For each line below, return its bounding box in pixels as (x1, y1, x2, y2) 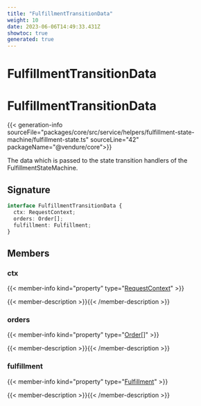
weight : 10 (7, 17, 39, 24)
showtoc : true (7, 29, 49, 37)
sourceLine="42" (89, 136, 139, 144)
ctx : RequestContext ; (13, 209, 76, 216)
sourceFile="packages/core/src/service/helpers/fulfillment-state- (7, 128, 195, 136)
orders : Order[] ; (13, 215, 64, 222)
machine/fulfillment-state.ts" (7, 136, 89, 144)
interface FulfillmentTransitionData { (7, 202, 123, 209)
